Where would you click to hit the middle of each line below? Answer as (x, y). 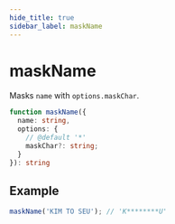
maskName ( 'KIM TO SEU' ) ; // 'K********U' (88, 212)
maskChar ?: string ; (62, 145)
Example (34, 191)
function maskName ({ (48, 112)
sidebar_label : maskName (56, 26)
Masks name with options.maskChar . (74, 96)
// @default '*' (56, 138)
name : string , (44, 121)
